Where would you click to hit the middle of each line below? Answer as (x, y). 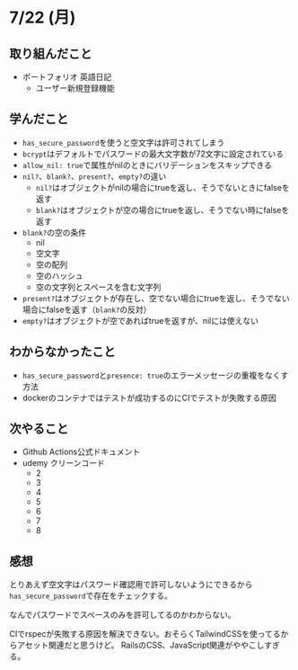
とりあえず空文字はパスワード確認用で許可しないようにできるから (131, 585)
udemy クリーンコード (63, 463)
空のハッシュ (59, 275)
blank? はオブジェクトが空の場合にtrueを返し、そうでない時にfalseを (162, 210)
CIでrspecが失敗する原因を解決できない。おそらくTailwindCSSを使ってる (145, 634)
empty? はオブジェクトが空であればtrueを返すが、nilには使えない (140, 320)
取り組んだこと (51, 54)
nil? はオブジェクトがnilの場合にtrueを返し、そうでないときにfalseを (162, 187)
